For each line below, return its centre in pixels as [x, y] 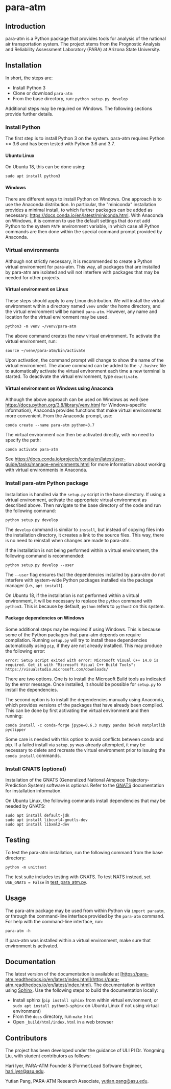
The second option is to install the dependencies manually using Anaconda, [85, 699]
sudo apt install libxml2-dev [38, 825]
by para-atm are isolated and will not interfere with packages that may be [82, 272]
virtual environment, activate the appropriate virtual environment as [76, 500]
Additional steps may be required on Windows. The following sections [79, 108]
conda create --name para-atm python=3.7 [50, 425]
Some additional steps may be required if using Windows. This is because [83, 629]
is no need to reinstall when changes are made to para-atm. [68, 540]
